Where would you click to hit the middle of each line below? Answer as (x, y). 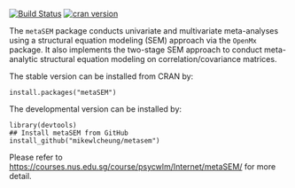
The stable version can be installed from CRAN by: (101, 76)
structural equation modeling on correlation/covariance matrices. (158, 59)
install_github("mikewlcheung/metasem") (85, 141)
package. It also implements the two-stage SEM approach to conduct (136, 50)
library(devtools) (43, 125)
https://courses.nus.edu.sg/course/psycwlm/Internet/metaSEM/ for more (143, 167)
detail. (21, 176)
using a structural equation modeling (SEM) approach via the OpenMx (133, 40)
